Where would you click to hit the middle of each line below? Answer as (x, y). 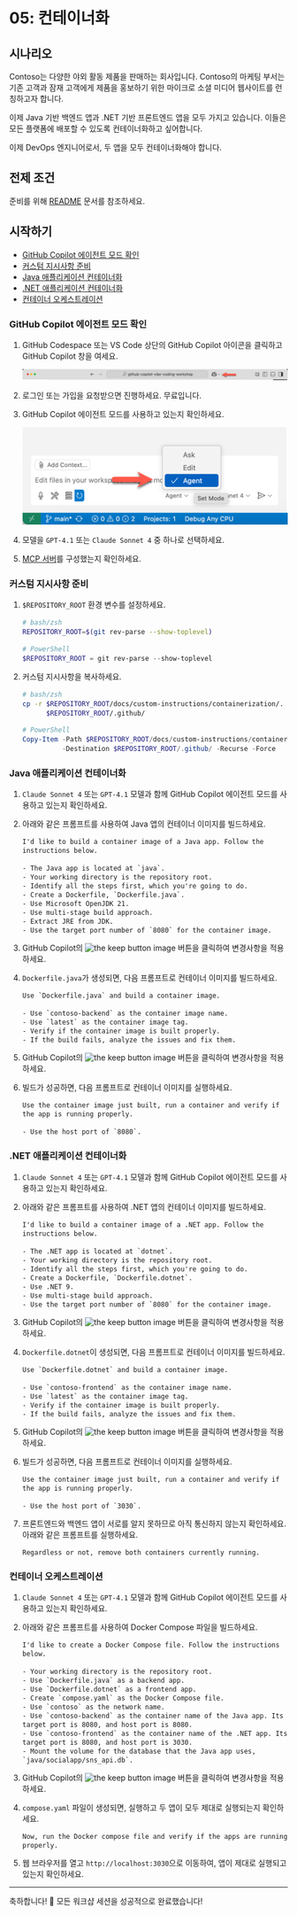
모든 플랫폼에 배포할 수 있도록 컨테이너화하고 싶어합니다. (106, 128)
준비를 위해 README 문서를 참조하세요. (77, 201)
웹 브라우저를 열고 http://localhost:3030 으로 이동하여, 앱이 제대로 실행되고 (154, 1863)
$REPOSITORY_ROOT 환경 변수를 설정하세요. (94, 605)
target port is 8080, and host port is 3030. (107, 1742)
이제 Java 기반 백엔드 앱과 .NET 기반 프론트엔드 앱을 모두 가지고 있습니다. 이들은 (148, 117)
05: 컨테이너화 (60, 18)
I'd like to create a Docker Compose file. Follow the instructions (151, 1645)
